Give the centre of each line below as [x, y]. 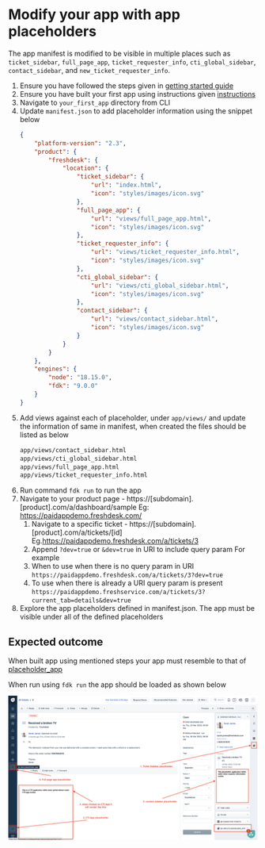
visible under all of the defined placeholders [91, 617]
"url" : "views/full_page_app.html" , [151, 219]
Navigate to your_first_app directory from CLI [95, 102]
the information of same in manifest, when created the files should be [133, 426]
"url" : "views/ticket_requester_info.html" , [165, 252]
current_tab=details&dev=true [81, 601]
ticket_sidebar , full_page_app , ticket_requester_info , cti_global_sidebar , [132, 62]
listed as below [44, 435]
